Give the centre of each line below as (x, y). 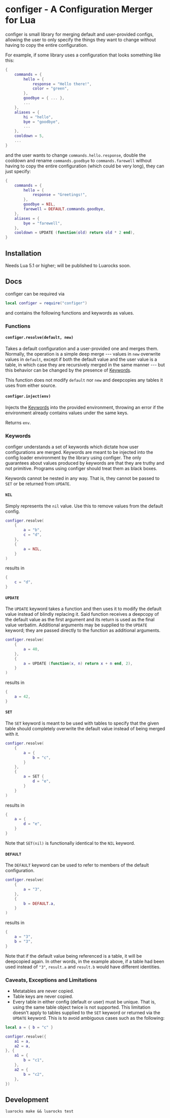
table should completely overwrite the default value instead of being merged (85, 729)
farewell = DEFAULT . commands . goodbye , (64, 209)
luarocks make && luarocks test (39, 1111)
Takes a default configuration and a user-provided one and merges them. (82, 348)
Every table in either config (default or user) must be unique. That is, (84, 1001)
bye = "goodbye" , (42, 122)
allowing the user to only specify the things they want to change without (81, 40)
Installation (23, 253)
